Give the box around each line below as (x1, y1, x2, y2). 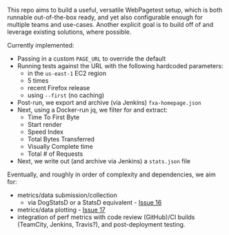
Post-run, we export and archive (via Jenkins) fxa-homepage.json (17, 99, 201, 106)
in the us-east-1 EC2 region (27, 69, 107, 77)
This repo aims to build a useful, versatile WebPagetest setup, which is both (7, 6, 223, 14)
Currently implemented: (7, 41, 74, 49)
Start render (27, 121, 62, 128)
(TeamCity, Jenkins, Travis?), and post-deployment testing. (17, 221, 186, 228)
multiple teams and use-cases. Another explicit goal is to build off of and (7, 21, 214, 28)
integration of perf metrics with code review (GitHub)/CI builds (17, 213, 195, 221)
